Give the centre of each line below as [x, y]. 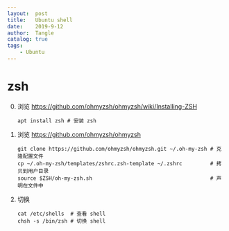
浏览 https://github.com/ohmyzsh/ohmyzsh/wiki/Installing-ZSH [107, 106]
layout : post [28, 13]
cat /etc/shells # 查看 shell [61, 214]
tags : [15, 46]
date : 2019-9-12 [35, 26]
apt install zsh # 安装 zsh [57, 121]
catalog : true [28, 39]
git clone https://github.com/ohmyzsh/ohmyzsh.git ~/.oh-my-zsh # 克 [119, 149]
